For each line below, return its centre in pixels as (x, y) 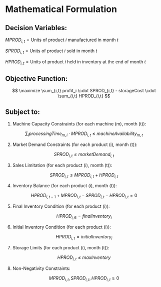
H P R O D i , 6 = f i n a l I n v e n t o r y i (84, 217)
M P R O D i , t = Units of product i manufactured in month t (62, 40)
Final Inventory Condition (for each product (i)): (61, 206)
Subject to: (22, 112)
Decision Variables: (36, 28)
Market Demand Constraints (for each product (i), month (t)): (75, 145)
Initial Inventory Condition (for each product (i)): (61, 227)
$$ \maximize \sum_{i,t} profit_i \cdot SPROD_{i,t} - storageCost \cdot (84, 91)
